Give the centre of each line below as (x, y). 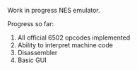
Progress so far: (31, 24)
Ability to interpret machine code (65, 45)
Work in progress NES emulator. (54, 10)
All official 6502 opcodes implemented (74, 37)
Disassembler (37, 53)
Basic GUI (32, 60)
